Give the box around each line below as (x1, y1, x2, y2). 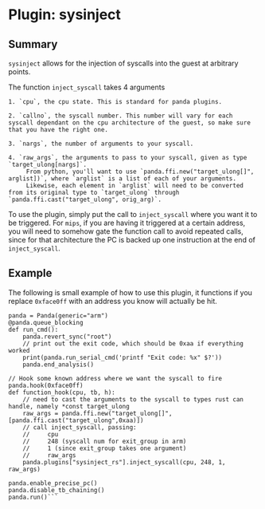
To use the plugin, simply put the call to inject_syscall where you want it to (8, 210, 258, 219)
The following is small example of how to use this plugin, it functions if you (8, 287, 253, 297)
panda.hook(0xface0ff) (8, 381, 84, 389)
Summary (8, 37, 58, 51)
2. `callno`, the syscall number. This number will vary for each (8, 112, 233, 120)
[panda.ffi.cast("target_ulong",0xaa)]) (8, 416, 145, 424)
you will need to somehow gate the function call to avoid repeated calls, (8, 227, 244, 236)
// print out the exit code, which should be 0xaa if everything (22, 339, 244, 348)
